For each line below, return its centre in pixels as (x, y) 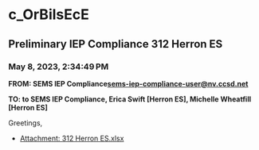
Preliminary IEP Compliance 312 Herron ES (116, 44)
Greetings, (26, 123)
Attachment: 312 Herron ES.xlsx (72, 138)
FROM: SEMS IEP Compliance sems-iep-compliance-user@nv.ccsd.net (128, 83)
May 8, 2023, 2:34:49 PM (59, 67)
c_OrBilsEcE (49, 15)
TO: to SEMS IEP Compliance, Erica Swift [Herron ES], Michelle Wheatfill (130, 99)
